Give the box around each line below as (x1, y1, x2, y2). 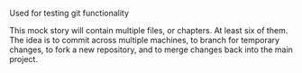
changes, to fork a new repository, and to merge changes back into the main (9, 44, 293, 55)
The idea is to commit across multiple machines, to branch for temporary (9, 35, 280, 45)
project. (9, 54, 39, 64)
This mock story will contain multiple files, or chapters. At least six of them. (9, 25, 288, 35)
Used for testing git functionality (9, 8, 129, 18)
